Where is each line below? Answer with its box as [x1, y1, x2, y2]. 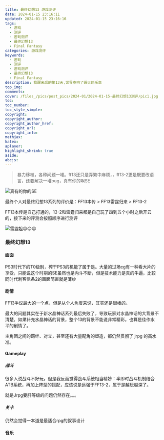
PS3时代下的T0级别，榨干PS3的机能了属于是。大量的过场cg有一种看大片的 [5, 264, 156, 269]
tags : [5, 21, 16, 26]
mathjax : [5, 135, 23, 140]
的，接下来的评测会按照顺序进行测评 [5, 215, 78, 221]
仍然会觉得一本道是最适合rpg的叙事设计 [5, 417, 85, 424]
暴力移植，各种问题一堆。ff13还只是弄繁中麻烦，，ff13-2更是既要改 [17, 171, 150, 177]
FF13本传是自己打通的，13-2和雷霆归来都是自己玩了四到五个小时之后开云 [5, 209, 152, 215]
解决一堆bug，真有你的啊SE [34, 177, 90, 184]
